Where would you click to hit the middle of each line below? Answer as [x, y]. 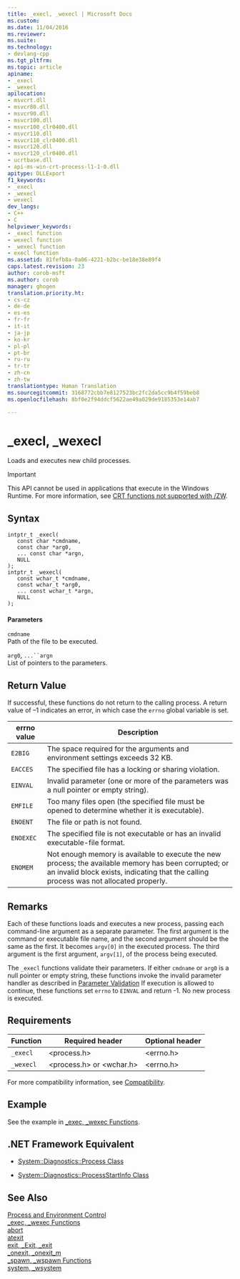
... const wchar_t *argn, [55, 591]
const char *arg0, [44, 547]
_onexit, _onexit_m [35, 1253]
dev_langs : [24, 207]
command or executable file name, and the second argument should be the [118, 939]
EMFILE [22, 806]
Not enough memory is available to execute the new [134, 855]
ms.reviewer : [27, 34]
